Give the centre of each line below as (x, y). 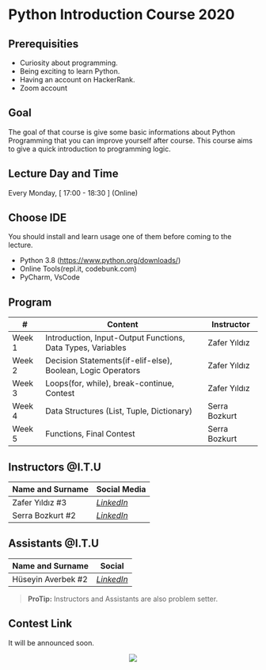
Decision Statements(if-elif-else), (109, 360)
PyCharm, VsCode (50, 277)
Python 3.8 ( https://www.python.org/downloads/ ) (100, 261)
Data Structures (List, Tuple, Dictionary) (119, 411)
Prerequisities (44, 44)
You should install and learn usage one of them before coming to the (120, 237)
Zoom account (43, 88)
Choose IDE (38, 218)
